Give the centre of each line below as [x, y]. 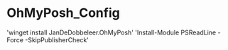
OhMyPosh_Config [63, 13]
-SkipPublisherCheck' [57, 39]
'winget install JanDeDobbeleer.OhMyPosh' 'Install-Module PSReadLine [112, 32]
